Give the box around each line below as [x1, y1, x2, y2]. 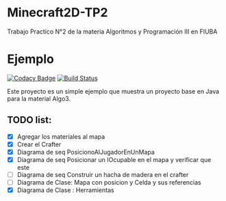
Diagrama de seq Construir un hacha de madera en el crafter [16, 170, 189, 178]
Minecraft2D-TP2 [7, 5, 108, 21]
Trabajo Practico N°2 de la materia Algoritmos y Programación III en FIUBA [7, 27, 218, 36]
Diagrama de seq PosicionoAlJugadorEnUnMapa [16, 148, 155, 156]
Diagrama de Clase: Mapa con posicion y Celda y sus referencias [16, 178, 201, 186]
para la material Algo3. [7, 94, 71, 103]
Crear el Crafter [16, 140, 62, 148]
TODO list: [7, 114, 52, 126]
